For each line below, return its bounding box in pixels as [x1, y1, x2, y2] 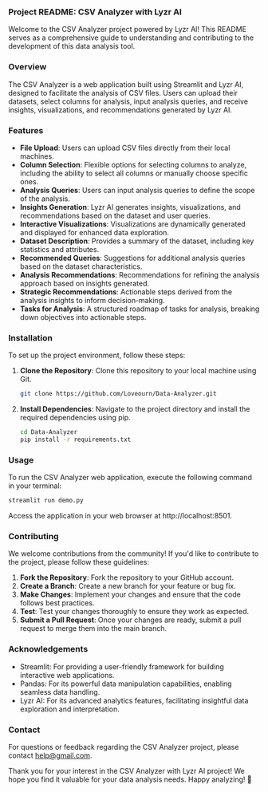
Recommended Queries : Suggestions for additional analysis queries [19, 253, 246, 262]
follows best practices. [19, 598, 95, 608]
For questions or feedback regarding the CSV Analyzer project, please [8, 742, 239, 751]
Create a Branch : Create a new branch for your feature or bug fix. [19, 581, 237, 591]
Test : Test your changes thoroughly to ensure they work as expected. [19, 607, 250, 617]
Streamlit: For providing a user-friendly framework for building [19, 661, 225, 672]
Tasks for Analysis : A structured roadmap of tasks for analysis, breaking [19, 304, 260, 313]
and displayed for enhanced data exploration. [19, 227, 170, 237]
